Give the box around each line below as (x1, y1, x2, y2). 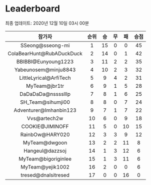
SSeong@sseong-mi (20, 42, 70, 49)
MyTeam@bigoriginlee (18, 155, 71, 162)
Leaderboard (5, 3, 60, 14)
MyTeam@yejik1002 (20, 163, 70, 170)
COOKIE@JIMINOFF (21, 123, 69, 130)
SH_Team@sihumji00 (19, 98, 70, 105)
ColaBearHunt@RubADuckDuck (7, 50, 82, 57)
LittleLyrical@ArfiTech (19, 74, 71, 81)
